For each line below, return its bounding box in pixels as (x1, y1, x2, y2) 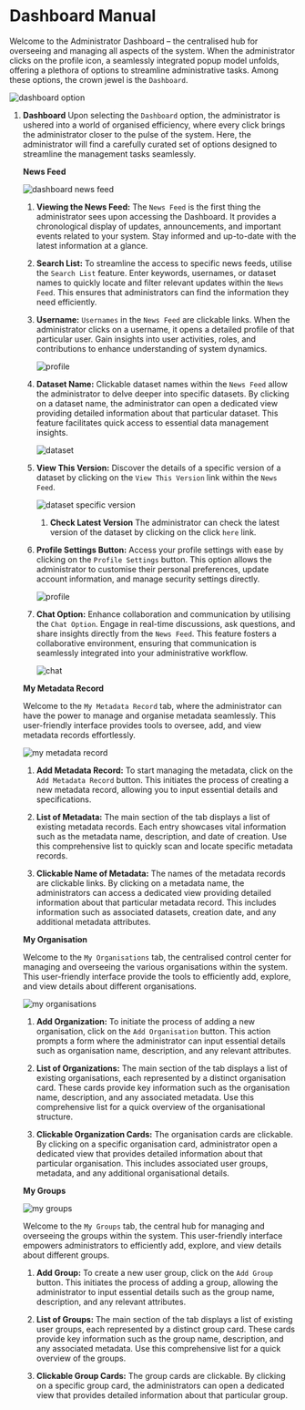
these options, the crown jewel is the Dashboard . (9, 74, 188, 85)
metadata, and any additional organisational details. (36, 1168, 230, 1178)
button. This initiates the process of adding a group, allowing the (36, 1277, 279, 1288)
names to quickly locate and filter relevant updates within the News (36, 277, 284, 288)
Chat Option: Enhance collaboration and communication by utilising (36, 608, 291, 620)
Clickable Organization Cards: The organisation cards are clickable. (36, 1128, 293, 1139)
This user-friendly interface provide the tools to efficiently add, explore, (22, 971, 291, 982)
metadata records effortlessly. (22, 729, 137, 740)
